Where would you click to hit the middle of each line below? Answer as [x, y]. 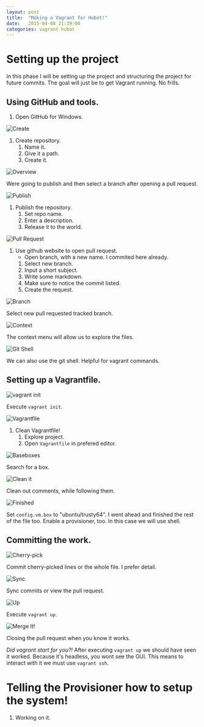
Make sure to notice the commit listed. [72, 283]
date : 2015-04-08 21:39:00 [43, 23]
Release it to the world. [53, 227]
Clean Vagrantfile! [38, 430]
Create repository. [38, 140]
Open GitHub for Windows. [49, 117]
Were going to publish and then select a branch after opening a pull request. [102, 184]
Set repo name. [43, 214]
